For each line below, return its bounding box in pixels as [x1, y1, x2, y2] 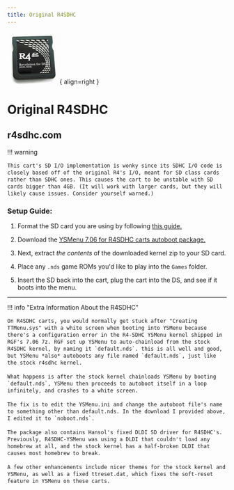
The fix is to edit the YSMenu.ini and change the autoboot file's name [7, 401, 223, 408]
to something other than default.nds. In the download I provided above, [7, 408, 226, 415]
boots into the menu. [17, 283, 77, 292]
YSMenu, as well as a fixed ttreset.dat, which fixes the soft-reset [7, 471, 214, 477]
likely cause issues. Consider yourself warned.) [7, 190, 155, 197]
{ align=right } [59, 77, 100, 86]
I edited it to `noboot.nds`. [7, 415, 95, 422]
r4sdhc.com [7, 129, 62, 141]
